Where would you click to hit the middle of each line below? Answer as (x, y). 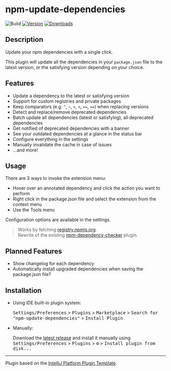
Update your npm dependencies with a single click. (59, 52)
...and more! (25, 150)
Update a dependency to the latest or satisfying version (71, 96)
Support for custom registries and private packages (67, 101)
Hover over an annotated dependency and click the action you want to (86, 188)
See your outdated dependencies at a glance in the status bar (77, 133)
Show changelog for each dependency (53, 264)
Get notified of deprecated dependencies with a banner (71, 128)
